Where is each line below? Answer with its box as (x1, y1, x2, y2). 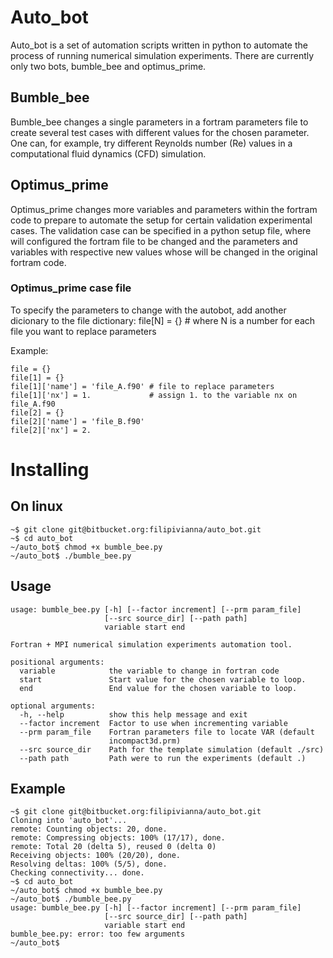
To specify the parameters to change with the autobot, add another (10, 304, 287, 316)
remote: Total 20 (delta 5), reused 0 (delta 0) (10, 842, 217, 852)
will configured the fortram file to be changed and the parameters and (10, 235, 298, 247)
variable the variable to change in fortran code (19, 666, 280, 676)
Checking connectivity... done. (10, 868, 145, 878)
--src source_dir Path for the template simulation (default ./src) (19, 744, 325, 755)
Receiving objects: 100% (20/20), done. (10, 851, 182, 861)
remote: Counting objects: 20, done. (10, 824, 168, 835)
